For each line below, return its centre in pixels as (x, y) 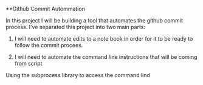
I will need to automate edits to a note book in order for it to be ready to (104, 39)
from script (28, 63)
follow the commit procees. (49, 45)
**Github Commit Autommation (46, 9)
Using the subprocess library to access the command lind (78, 75)
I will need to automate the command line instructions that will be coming (106, 57)
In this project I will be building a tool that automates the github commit (95, 20)
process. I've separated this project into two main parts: (75, 27)
